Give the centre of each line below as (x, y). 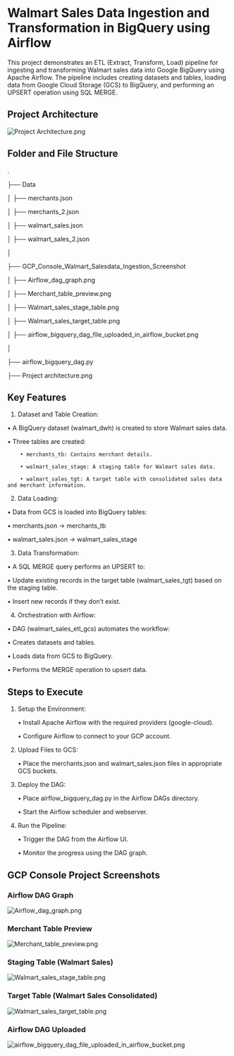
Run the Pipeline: (42, 826)
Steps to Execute (45, 692)
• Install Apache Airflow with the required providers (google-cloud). (116, 723)
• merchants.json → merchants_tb (57, 526)
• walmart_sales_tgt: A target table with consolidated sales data (121, 479)
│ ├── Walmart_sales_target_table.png (64, 321)
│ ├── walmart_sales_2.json (49, 239)
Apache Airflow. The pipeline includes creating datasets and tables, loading (117, 77)
